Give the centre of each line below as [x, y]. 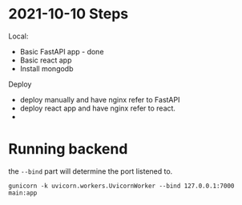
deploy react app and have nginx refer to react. [98, 108]
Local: [18, 36]
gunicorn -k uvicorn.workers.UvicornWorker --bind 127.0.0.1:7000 [121, 186]
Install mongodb [46, 68]
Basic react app [46, 60]
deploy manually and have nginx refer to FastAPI [100, 99]
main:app [23, 193]
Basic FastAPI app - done [62, 51]
